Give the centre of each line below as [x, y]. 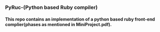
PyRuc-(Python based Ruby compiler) [51, 7]
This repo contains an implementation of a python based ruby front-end [80, 19]
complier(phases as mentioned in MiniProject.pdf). [58, 24]
